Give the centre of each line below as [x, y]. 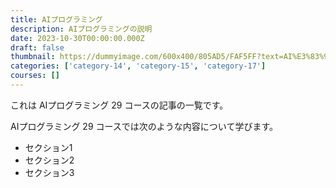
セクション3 [49, 172]
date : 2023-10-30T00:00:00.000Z [77, 38]
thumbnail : [33, 57]
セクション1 [48, 147]
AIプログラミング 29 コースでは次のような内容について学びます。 [144, 126]
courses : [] [35, 76]
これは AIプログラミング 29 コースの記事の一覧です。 [119, 105]
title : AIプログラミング [56, 19]
